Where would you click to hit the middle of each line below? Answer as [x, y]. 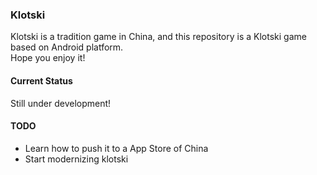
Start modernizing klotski [76, 159]
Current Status [41, 80]
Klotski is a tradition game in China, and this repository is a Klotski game [158, 37]
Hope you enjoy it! [48, 58]
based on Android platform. [67, 47]
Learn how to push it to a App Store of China [116, 148]
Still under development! [61, 103]
